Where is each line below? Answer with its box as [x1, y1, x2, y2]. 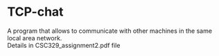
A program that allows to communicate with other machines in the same [7, 27, 213, 35]
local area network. [7, 33, 62, 42]
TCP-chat [7, 4, 64, 20]
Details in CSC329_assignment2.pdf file [7, 41, 121, 49]
